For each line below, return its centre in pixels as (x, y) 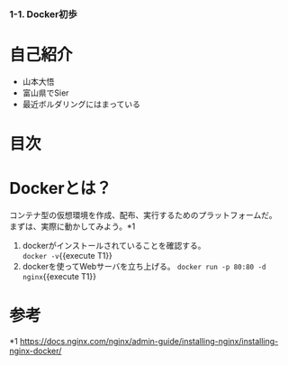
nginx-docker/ (36, 351)
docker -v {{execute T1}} (67, 255)
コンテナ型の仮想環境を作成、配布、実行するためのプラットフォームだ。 (143, 214)
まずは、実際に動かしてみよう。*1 (72, 226)
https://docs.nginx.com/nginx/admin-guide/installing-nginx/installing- (149, 341)
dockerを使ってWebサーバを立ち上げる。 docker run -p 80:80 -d (144, 266)
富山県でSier (45, 93)
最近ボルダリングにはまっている (81, 104)
